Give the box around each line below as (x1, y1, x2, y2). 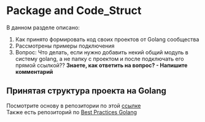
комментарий (15, 68, 53, 75)
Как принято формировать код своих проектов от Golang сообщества (15, 35, 199, 43)
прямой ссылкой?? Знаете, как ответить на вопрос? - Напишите (15, 62, 188, 69)
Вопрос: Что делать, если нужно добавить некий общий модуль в (15, 48, 188, 56)
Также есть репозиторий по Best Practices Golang (6, 108, 137, 116)
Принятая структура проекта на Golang (6, 86, 167, 96)
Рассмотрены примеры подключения (15, 42, 115, 49)
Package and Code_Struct (6, 4, 142, 18)
